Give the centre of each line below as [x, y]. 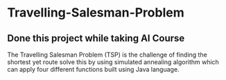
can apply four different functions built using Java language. [93, 69]
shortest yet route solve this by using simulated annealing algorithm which [113, 62]
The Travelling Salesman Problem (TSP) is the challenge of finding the [107, 54]
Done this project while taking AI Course [96, 38]
